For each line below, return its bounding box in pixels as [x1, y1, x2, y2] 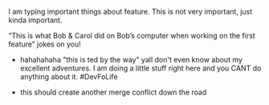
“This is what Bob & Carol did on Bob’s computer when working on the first [8, 31, 255, 40]
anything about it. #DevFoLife [19, 72, 118, 81]
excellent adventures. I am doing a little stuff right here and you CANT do [19, 63, 262, 73]
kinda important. [8, 15, 63, 25]
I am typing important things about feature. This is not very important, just [8, 7, 253, 16]
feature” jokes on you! [8, 39, 82, 49]
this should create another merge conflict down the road [19, 87, 207, 97]
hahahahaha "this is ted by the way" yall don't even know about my [19, 55, 243, 64]
